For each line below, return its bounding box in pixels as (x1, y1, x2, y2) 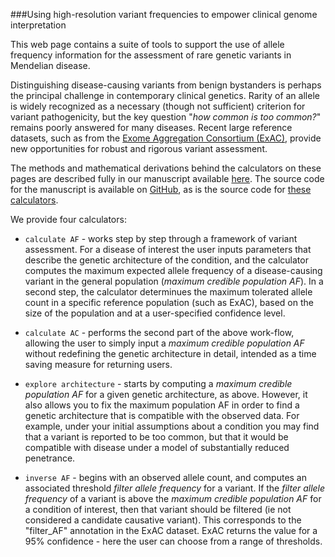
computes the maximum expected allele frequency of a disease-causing (24, 265, 323, 276)
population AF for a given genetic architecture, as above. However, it (24, 389, 308, 400)
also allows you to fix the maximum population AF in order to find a (24, 399, 300, 411)
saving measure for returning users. (24, 359, 173, 370)
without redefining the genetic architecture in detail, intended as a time (24, 348, 317, 359)
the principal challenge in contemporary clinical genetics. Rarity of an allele (10, 90, 320, 101)
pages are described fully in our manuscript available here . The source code (10, 173, 325, 184)
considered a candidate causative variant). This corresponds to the (24, 514, 302, 526)
